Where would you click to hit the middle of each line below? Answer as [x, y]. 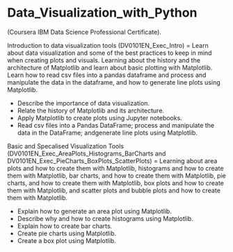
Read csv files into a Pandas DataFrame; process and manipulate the [116, 125]
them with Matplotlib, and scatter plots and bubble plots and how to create [114, 190]
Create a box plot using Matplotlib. [66, 240]
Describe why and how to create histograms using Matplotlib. [105, 218]
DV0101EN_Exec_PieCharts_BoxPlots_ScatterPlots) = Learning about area [112, 160]
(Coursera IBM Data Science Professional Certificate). [85, 32]
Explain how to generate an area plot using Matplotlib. [94, 211]
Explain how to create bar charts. [65, 226]
